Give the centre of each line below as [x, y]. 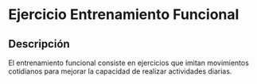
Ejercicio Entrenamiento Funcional [124, 15]
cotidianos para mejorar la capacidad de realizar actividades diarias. [120, 71]
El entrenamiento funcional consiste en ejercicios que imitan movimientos [128, 63]
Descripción [39, 44]
